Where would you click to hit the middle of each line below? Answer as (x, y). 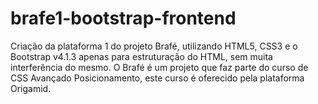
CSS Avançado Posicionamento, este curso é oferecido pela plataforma (157, 78)
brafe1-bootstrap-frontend (123, 18)
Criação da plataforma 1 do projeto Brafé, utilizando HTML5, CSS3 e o (154, 46)
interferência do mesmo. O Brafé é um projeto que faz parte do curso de (159, 67)
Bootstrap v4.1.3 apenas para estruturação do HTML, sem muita (141, 56)
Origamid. (31, 88)
